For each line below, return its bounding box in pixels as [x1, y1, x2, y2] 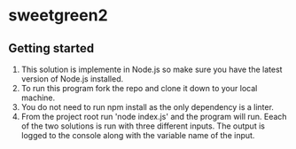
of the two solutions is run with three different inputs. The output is [20, 121, 265, 131]
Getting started [8, 41, 95, 56]
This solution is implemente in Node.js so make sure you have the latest [20, 64, 283, 74]
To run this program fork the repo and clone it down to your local [20, 83, 258, 93]
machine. [20, 92, 56, 103]
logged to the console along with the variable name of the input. [20, 130, 255, 140]
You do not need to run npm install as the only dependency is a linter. [20, 102, 274, 112]
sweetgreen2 [8, 5, 108, 26]
